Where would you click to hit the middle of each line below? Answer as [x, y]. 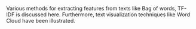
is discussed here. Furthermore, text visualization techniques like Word [103, 14]
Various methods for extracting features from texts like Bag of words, [91, 8]
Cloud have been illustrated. [41, 21]
